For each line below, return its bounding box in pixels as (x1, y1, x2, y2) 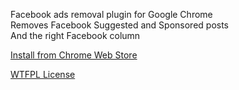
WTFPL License (10, 69, 76, 80)
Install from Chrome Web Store (10, 49, 138, 61)
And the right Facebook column (10, 30, 141, 41)
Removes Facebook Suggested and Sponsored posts (10, 19, 230, 31)
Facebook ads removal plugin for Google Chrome (10, 9, 213, 20)
